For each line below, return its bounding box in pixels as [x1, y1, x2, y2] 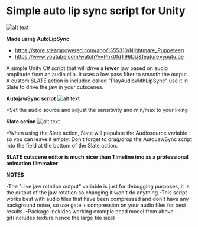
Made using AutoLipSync [6, 35, 70, 42]
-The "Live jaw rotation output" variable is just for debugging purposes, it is [6, 183, 190, 190]
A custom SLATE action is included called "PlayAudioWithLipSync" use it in [6, 77, 188, 84]
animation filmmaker [6, 159, 58, 167]
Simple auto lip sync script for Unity [6, 4, 186, 18]
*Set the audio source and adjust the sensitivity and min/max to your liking [6, 106, 188, 113]
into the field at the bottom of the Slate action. [6, 142, 118, 149]
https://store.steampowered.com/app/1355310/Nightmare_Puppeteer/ [14, 46, 185, 54]
